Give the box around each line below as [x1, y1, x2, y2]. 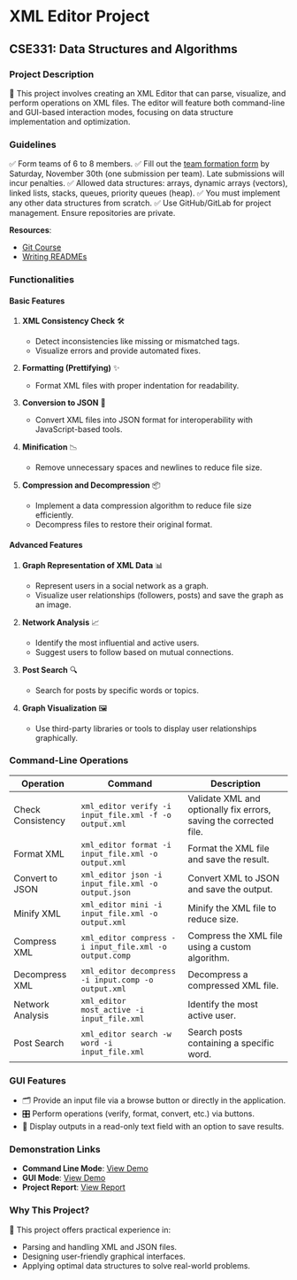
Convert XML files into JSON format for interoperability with [34, 414, 254, 426]
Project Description [9, 68, 95, 81]
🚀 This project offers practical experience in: [9, 1224, 171, 1235]
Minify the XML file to [187, 901, 277, 914]
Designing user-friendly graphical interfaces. [21, 1251, 186, 1261]
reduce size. [187, 913, 239, 925]
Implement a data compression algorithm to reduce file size [34, 500, 252, 511]
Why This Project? [9, 1204, 90, 1216]
